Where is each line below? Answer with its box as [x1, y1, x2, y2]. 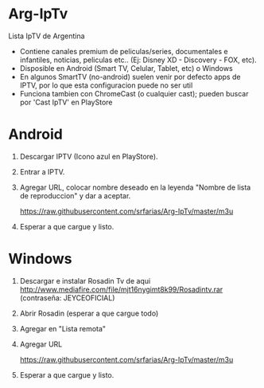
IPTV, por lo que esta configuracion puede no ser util [19, 80, 193, 90]
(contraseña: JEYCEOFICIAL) [19, 292, 115, 303]
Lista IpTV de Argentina [8, 31, 85, 41]
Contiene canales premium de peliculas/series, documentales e [19, 46, 228, 56]
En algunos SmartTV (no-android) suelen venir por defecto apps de [19, 72, 241, 81]
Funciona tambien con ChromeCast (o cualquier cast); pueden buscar [19, 88, 249, 98]
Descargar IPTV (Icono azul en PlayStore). [19, 151, 158, 161]
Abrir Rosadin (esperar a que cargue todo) [19, 308, 159, 318]
